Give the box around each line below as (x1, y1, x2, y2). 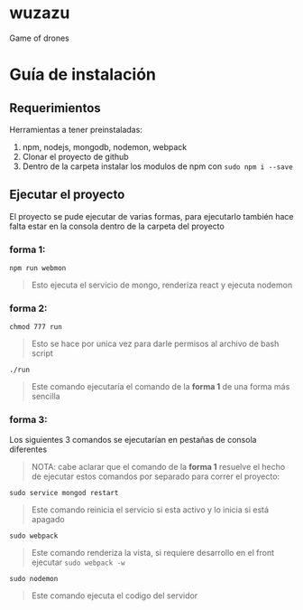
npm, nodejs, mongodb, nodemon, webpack (22, 141, 188, 152)
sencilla (31, 391, 60, 402)
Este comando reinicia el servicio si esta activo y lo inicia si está (31, 504, 269, 515)
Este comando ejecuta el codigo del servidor (31, 590, 198, 601)
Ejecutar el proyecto (9, 187, 125, 202)
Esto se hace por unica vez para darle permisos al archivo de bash (31, 338, 280, 350)
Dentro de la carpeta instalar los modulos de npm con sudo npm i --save (22, 161, 293, 172)
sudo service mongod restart (9, 488, 119, 497)
